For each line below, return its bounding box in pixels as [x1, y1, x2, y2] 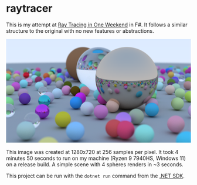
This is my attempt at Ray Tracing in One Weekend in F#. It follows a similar [6, 21, 188, 28]
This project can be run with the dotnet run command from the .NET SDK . [6, 172, 185, 180]
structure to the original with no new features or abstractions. [6, 27, 154, 34]
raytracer [6, 2, 53, 15]
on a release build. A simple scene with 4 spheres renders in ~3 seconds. [6, 161, 184, 168]
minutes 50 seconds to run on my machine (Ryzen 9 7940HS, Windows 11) [6, 155, 186, 162]
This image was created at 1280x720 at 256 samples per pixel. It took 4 [6, 149, 179, 156]
